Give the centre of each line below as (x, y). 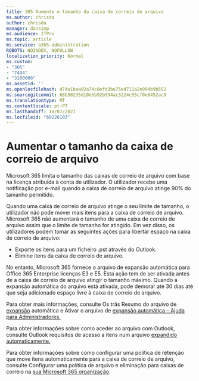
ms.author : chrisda (30, 17)
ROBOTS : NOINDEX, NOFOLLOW (40, 51)
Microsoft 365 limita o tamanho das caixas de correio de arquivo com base (98, 176)
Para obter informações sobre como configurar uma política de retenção (95, 353)
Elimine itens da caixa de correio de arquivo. (69, 256)
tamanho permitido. (30, 195)
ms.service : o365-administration (48, 45)
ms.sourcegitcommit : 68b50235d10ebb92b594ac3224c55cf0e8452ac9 (86, 95)
